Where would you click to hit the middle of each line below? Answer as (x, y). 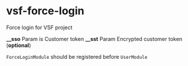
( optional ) (19, 45)
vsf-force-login (46, 11)
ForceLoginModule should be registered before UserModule (77, 56)
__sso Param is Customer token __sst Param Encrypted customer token (94, 39)
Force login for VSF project (40, 27)
